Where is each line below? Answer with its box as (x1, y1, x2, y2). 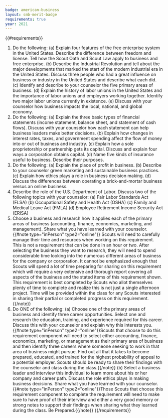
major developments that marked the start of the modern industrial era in (12, 66, 163, 72)
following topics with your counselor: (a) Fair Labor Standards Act (12, 194, 149, 200)
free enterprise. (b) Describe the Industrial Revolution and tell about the (12, 61, 160, 67)
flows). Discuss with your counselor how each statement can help (12, 125, 149, 131)
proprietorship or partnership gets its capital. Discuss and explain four (12, 146, 157, 152)
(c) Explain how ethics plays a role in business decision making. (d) (12, 173, 151, 179)
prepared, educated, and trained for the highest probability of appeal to (12, 354, 160, 360)
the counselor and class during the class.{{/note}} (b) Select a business (12, 365, 160, 371)
